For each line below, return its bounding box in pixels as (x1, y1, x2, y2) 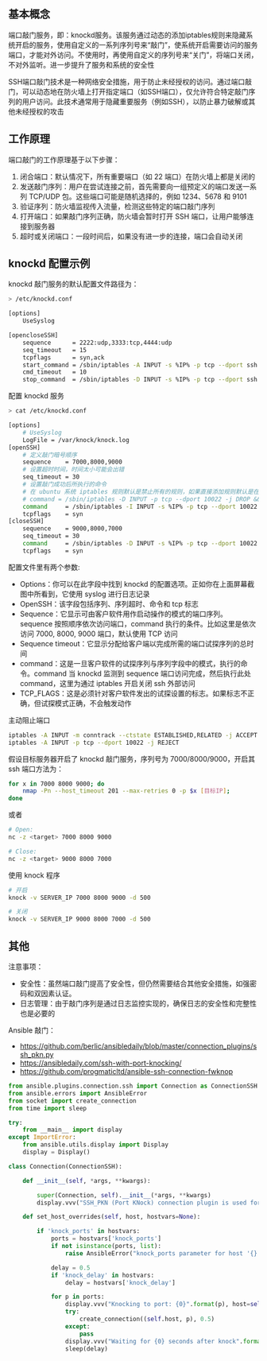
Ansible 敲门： (8, 1026, 56, 1035)
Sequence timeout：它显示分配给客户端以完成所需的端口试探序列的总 (19, 638, 247, 648)
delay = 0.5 (50, 1263, 91, 1272)
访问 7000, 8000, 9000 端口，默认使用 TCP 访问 (19, 629, 179, 638)
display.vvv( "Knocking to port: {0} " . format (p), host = (64, 1301, 250, 1309)
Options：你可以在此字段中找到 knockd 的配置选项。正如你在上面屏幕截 (19, 579, 255, 588)
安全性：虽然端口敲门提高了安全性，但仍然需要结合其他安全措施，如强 (19, 979, 250, 988)
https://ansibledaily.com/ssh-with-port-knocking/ (19, 1058, 182, 1068)
